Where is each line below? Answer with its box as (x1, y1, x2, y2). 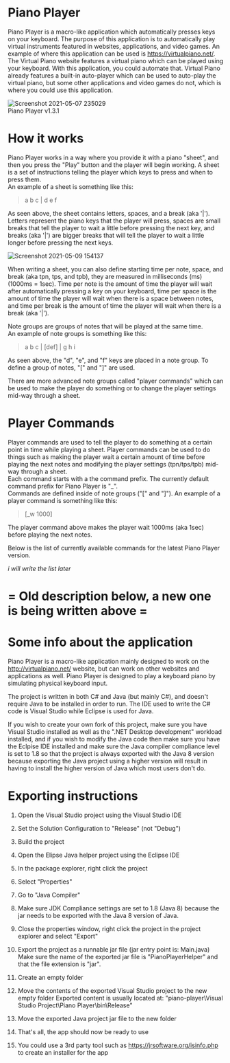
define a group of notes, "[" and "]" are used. (8, 363, 136, 372)
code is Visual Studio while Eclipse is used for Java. (8, 706, 154, 715)
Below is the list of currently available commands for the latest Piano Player (8, 544, 220, 552)
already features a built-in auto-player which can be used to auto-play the (8, 71, 216, 80)
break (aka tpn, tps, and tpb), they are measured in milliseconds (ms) (8, 272, 203, 280)
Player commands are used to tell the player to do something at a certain (8, 438, 213, 446)
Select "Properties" (17, 877, 73, 886)
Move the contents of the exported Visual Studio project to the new (17, 986, 207, 994)
